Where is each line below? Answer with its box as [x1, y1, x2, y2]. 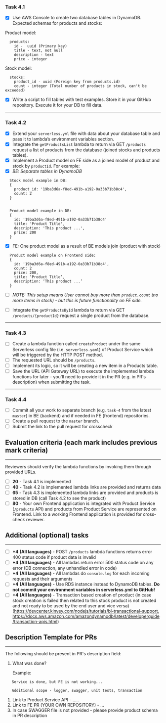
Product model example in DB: [9, 208, 72, 213]
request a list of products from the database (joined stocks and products [12, 147, 161, 153]
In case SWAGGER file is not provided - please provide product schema [12, 707, 158, 713]
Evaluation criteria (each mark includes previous [5, 438, 158, 447]
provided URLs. [5, 469, 37, 475]
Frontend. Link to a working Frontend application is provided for [12, 511, 142, 517]
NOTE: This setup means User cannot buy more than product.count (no [12, 292, 159, 298]
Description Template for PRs [5, 633, 97, 641]
